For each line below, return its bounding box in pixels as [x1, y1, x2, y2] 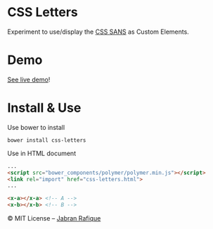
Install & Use [7, 100, 82, 116]
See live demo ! [7, 75, 51, 84]
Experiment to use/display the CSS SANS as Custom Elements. [7, 27, 190, 36]
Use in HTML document [7, 149, 76, 157]
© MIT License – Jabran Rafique [7, 214, 101, 223]
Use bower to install [7, 123, 65, 131]
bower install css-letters [7, 136, 86, 144]
